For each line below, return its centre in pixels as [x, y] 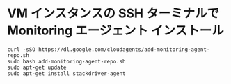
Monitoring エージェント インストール [115, 31]
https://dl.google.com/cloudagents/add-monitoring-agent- [124, 49]
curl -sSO [22, 49]
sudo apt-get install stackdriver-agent [67, 73]
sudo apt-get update [37, 67]
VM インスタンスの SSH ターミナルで [113, 13]
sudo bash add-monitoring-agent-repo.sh [67, 61]
